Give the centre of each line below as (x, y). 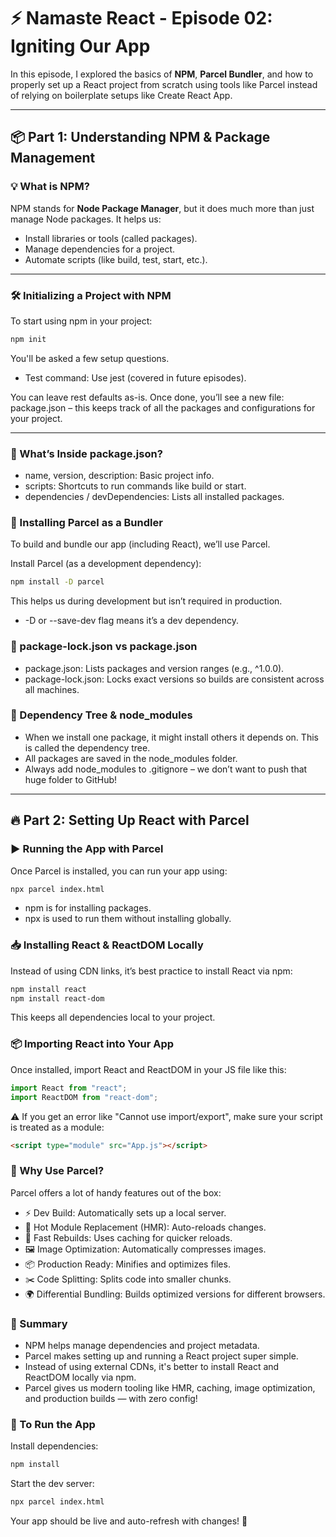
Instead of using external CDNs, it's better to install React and (152, 1366)
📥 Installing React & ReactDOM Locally (107, 945)
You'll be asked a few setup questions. (90, 358)
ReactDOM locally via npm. (80, 1377)
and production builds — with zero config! (111, 1398)
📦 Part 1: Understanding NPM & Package (140, 137)
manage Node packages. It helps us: (86, 219)
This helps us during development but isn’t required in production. (146, 601)
